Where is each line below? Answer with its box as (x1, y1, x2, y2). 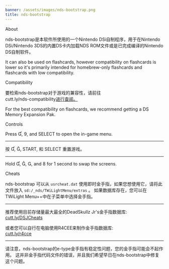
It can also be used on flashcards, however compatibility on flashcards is (5, 59, 156, 65)
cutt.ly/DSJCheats (5, 214, 43, 220)
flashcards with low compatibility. (5, 69, 74, 75)
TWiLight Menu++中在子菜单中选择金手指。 (5, 193, 96, 199)
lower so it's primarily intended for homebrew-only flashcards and (5, 64, 142, 70)
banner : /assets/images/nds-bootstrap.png (5, 7, 96, 13)
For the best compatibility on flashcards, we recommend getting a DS (5, 106, 149, 112)
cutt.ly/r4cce (5, 230, 32, 236)
